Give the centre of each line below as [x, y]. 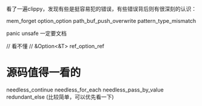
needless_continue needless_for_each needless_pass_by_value [85, 90]
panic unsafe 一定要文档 [36, 33]
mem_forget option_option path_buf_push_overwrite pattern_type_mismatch [101, 21]
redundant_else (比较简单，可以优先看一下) [60, 97]
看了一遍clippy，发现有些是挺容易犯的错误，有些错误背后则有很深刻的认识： [102, 9]
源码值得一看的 [44, 73]
